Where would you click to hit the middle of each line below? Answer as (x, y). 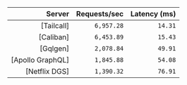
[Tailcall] (55, 26)
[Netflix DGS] (47, 71)
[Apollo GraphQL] (40, 60)
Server (58, 14)
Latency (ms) (153, 14)
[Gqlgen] (55, 48)
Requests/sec (100, 14)
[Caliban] (54, 37)
